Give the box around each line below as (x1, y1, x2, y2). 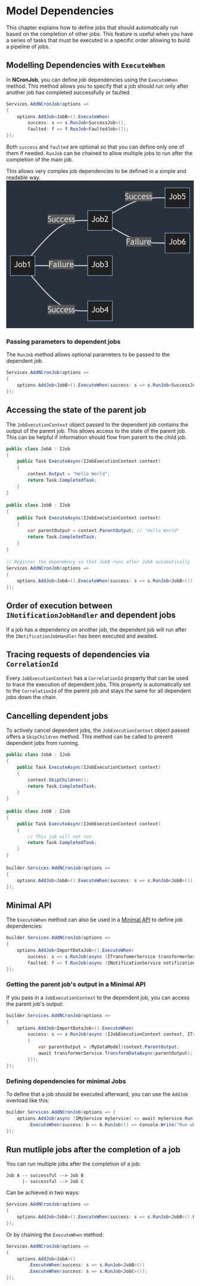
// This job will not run (27, 833, 92, 839)
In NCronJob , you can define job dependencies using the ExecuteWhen (6, 76, 178, 83)
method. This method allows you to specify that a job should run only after (6, 82, 189, 89)
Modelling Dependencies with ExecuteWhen (6, 60, 165, 70)
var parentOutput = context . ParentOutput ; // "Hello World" (27, 527, 180, 533)
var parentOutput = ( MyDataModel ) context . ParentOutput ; (37, 1044, 180, 1050)
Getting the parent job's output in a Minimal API (6, 980, 146, 988)
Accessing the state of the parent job (6, 405, 147, 415)
